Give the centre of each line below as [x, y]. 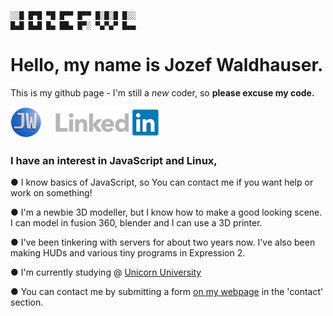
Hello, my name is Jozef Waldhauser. [167, 65]
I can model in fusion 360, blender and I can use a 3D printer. [136, 223]
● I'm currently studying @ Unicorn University [106, 272]
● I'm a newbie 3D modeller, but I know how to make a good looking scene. [166, 212]
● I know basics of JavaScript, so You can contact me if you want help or [162, 182]
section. [27, 302]
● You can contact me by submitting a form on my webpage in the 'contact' [167, 292]
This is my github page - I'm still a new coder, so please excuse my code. [162, 92]
